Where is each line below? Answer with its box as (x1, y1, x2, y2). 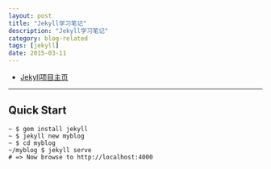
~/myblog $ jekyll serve (8, 146, 92, 154)
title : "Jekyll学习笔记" (8, 19, 87, 27)
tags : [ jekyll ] (8, 42, 60, 50)
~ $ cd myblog (8, 138, 56, 147)
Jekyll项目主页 (19, 72, 69, 81)
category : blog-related (8, 34, 89, 43)
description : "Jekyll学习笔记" (8, 27, 109, 35)
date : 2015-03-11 (8, 49, 67, 57)
